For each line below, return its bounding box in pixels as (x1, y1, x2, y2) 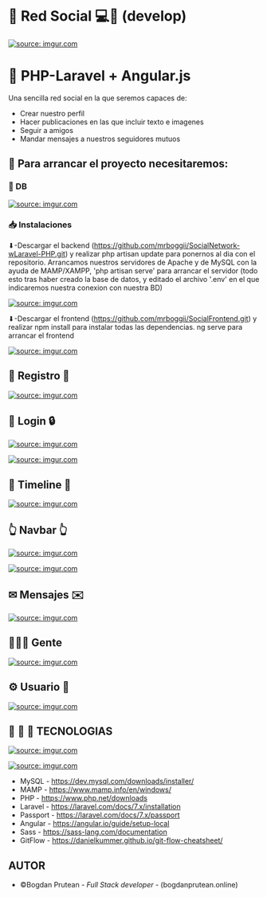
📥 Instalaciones (8, 219, 73, 230)
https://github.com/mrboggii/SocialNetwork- (94, 241, 241, 250)
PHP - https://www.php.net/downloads (19, 793, 148, 803)
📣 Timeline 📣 (8, 478, 72, 492)
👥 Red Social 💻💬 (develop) (8, 7, 187, 25)
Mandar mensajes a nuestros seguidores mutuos (19, 134, 181, 143)
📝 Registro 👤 (8, 369, 70, 383)
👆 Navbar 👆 (8, 523, 68, 537)
